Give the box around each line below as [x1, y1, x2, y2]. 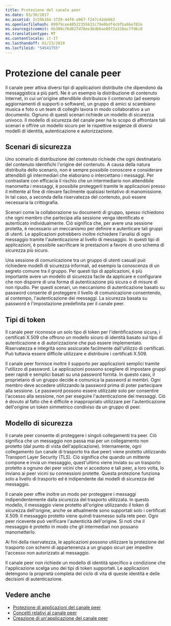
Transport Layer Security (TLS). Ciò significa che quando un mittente [5, 454, 151, 460]
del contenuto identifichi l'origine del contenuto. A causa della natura [5, 161, 151, 167]
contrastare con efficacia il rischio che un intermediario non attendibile [5, 178, 154, 184]
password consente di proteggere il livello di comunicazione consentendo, [5, 290, 162, 296]
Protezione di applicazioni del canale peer [12, 604, 101, 610]
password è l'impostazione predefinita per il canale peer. [5, 301, 125, 307]
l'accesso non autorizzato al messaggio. [5, 550, 90, 556]
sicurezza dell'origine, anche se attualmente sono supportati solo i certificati [5, 508, 166, 513]
